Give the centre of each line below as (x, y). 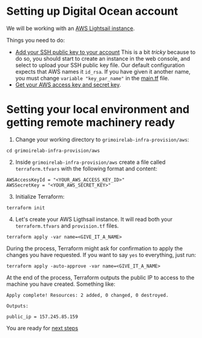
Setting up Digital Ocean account (92, 11)
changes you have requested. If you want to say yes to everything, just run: (101, 255)
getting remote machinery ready (91, 122)
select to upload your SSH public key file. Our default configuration (100, 65)
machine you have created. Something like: (61, 284)
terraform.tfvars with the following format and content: (86, 168)
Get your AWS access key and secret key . (68, 85)
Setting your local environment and (98, 109)
